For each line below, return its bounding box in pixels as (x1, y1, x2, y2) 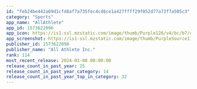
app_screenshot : (6, 36, 46, 42)
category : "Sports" (6, 14, 54, 20)
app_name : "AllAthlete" (6, 19, 64, 25)
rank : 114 (6, 52, 30, 58)
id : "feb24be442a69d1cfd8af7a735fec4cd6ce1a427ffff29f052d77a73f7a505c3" (6, 8, 191, 15)
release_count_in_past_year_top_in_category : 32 (6, 74, 127, 80)
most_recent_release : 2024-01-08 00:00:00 (6, 57, 111, 63)
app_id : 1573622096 (6, 25, 54, 31)
